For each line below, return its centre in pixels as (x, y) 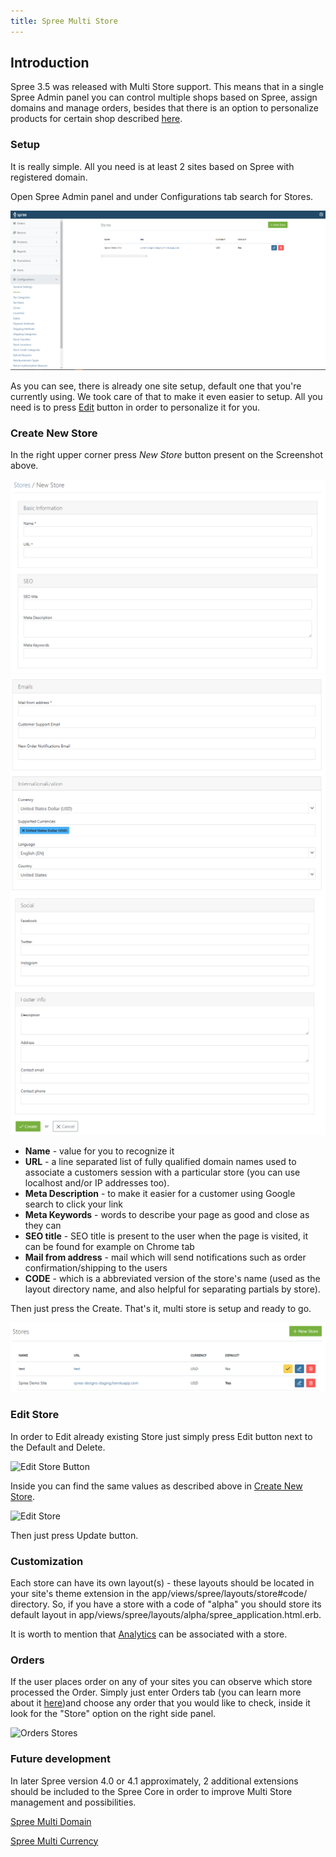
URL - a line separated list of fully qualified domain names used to (160, 1161)
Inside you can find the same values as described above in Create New (156, 1486)
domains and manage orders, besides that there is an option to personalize (164, 108)
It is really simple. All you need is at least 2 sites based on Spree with (152, 166)
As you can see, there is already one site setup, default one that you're (156, 386)
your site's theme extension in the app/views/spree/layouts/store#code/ (159, 1593)
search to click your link (73, 1204)
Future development (60, 1759)
